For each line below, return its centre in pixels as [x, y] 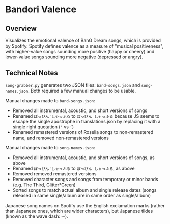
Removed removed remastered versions [54, 174]
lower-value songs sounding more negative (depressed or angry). [74, 57]
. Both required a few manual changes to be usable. [82, 91]
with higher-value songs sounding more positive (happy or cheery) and [80, 51]
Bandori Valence [41, 9]
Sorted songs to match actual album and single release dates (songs [84, 190]
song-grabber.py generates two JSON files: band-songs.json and [73, 85]
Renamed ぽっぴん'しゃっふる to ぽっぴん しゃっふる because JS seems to [86, 116]
